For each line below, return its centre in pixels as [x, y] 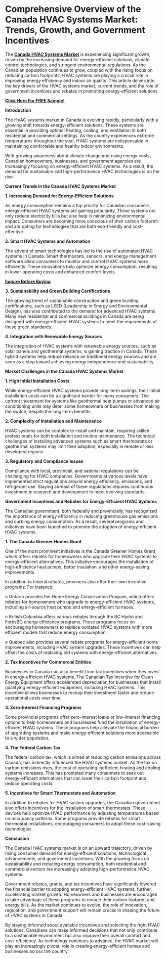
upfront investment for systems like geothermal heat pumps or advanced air [83, 401]
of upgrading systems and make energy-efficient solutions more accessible [82, 733]
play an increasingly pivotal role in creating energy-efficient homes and [78, 946]
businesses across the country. [37, 951]
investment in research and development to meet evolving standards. [76, 492]
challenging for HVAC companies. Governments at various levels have [76, 476]
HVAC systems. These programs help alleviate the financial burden [91, 727]
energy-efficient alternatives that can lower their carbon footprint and [76, 778]
